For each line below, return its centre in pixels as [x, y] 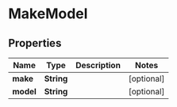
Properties [35, 43]
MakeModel [48, 14]
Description [98, 65]
